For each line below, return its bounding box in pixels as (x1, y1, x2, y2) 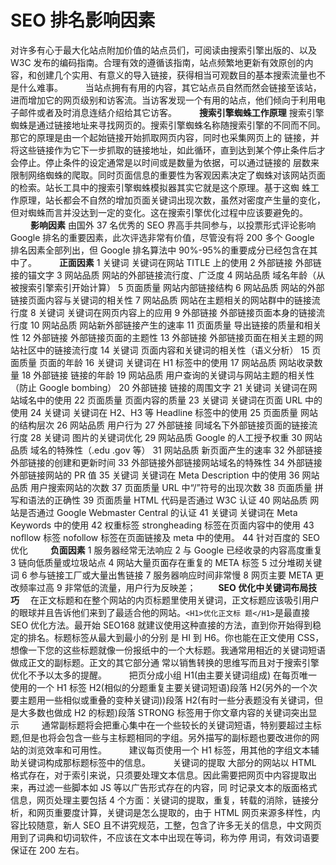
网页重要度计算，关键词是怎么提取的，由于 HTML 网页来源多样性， (36, 806, 312, 818)
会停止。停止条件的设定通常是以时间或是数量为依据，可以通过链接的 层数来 (10, 156, 320, 168)
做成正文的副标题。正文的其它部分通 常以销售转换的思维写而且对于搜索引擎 (10, 656, 320, 668)
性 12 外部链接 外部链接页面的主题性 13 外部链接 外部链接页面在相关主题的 (10, 331, 315, 343)
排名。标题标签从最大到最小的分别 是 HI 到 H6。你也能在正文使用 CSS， (27, 631, 325, 643)
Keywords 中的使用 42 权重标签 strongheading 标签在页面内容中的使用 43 (10, 519, 315, 531)
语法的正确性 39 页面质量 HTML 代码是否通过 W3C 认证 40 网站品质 (27, 494, 308, 506)
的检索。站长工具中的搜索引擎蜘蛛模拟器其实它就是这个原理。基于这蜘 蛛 (10, 181, 311, 193)
